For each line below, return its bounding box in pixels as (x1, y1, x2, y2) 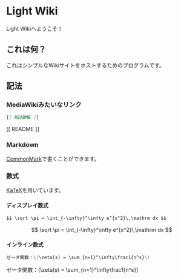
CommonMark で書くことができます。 (6, 155, 100, 162)
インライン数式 (6, 240, 44, 248)
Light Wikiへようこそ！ (6, 25, 63, 32)
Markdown (6, 141, 39, 149)
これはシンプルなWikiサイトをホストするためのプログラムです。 (6, 62, 165, 69)
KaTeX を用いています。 (6, 186, 64, 194)
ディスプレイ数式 (6, 201, 49, 209)
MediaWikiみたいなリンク (6, 101, 82, 109)
